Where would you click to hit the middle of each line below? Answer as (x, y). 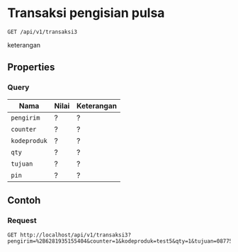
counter (24, 129)
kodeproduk (29, 141)
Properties (31, 68)
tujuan (22, 164)
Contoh (24, 201)
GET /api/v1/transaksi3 (42, 32)
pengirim (25, 118)
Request (22, 220)
